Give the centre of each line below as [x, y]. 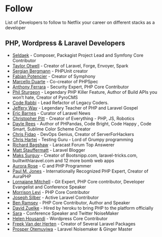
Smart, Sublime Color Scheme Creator [51, 129]
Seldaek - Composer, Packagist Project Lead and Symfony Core [78, 55]
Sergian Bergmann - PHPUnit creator [50, 71]
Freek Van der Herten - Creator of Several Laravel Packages [74, 224]
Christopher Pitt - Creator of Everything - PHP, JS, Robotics [73, 118]
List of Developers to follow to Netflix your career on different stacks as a [80, 22]
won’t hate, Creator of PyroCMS [45, 97]
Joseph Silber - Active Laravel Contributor [55, 197]
